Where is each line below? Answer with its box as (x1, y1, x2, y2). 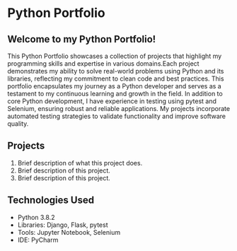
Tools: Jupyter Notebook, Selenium (17, 228, 121, 236)
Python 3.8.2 (17, 213, 55, 221)
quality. (7, 119, 29, 128)
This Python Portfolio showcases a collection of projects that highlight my (7, 52, 222, 60)
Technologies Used (7, 194, 94, 206)
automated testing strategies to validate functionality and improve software (7, 112, 226, 120)
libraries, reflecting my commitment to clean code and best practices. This (7, 74, 224, 83)
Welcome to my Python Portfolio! (7, 33, 156, 45)
